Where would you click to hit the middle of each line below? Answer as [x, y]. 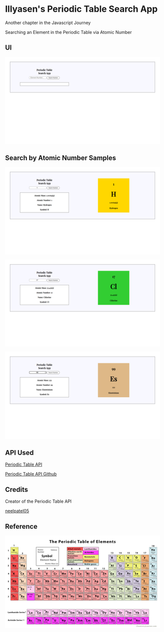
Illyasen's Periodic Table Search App [82, 9]
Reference [21, 527]
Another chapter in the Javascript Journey [48, 23]
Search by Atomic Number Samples [61, 158]
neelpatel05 [17, 511]
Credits [17, 490]
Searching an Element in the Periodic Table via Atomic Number [68, 32]
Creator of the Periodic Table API [39, 501]
